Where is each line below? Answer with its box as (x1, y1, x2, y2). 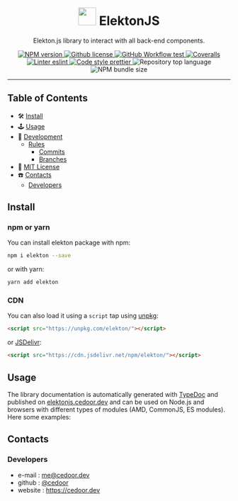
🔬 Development (17, 132, 63, 141)
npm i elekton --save (7, 252, 72, 259)
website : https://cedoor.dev (17, 485, 101, 494)
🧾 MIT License (17, 162, 60, 171)
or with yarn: (7, 265, 45, 274)
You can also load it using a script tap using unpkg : (7, 312, 159, 320)
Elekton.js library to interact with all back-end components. (33, 36, 205, 45)
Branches (38, 154, 67, 163)
